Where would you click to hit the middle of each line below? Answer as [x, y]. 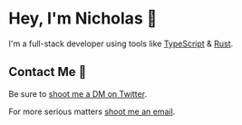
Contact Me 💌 [48, 72]
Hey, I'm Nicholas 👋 [83, 19]
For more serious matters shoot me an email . [92, 111]
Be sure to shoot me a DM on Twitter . [77, 93]
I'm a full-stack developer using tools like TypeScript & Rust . [121, 43]
